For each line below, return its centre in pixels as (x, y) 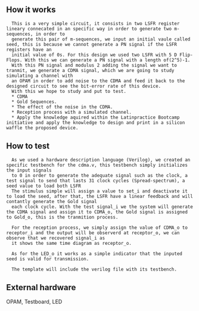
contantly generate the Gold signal (52, 201)
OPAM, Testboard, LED (34, 302)
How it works (31, 10)
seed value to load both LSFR (44, 186)
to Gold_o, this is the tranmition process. (62, 217)
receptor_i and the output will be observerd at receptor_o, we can (93, 233)
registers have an (29, 49)
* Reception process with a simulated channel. (72, 112)
